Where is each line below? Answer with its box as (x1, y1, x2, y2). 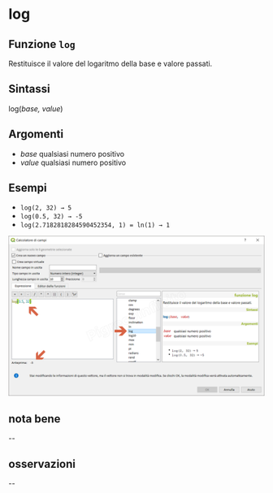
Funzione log (8, 37, 76, 51)
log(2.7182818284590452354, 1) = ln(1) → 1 (19, 221, 171, 230)
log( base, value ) (8, 103, 63, 114)
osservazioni (8, 456, 76, 471)
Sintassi (8, 82, 50, 96)
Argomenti (8, 128, 63, 141)
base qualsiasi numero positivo (19, 149, 124, 158)
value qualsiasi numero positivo (19, 158, 127, 167)
